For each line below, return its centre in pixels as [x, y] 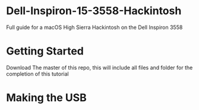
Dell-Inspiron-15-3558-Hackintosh [94, 11]
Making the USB [47, 98]
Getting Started [45, 51]
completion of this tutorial [38, 74]
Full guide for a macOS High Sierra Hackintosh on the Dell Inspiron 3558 [94, 27]
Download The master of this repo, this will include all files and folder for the [99, 67]
